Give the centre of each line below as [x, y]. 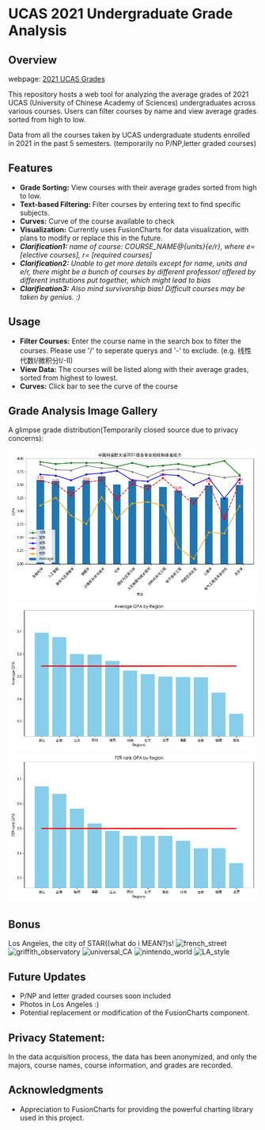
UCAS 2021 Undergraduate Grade [121, 14]
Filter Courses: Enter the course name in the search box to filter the [130, 341]
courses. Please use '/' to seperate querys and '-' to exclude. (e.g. [127, 350]
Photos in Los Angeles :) [59, 1005]
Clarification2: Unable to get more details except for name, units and [133, 263]
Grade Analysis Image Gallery [83, 411]
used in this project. [52, 1117]
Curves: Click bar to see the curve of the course [98, 386]
